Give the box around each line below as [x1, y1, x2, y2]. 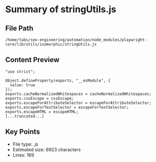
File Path [5, 24, 34, 33]
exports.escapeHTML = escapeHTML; [5, 109, 79, 114]
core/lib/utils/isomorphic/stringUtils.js [5, 42, 97, 47]
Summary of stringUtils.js [5, 4, 116, 15]
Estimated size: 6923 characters [12, 146, 81, 152]
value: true [10, 83, 36, 88]
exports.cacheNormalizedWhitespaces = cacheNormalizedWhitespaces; [5, 91, 152, 96]
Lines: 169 [12, 152, 34, 158]
